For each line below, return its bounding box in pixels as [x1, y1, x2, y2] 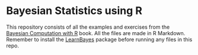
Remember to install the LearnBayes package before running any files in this [6, 36, 193, 43]
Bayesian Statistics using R [6, 4, 142, 18]
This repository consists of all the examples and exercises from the [6, 23, 170, 30]
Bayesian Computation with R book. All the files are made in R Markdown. [6, 29, 186, 36]
